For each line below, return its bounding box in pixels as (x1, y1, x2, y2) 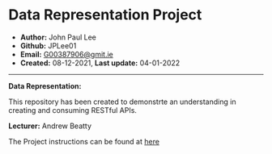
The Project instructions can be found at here (8, 136, 160, 146)
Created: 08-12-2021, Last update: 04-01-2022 (19, 58, 181, 68)
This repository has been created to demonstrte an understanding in (8, 97, 236, 106)
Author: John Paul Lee (19, 32, 97, 42)
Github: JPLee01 (19, 40, 77, 50)
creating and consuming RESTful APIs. (8, 105, 138, 114)
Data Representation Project (8, 6, 202, 24)
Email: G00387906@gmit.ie (19, 49, 113, 59)
